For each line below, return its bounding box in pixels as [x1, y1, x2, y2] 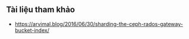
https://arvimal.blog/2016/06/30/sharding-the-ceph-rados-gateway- [14, 20, 183, 27]
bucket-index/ [14, 27, 49, 34]
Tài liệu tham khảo [6, 5, 75, 15]
